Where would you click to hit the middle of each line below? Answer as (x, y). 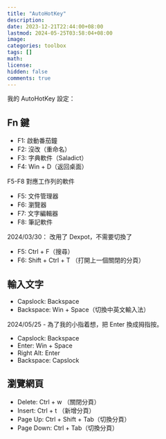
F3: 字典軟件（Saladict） (52, 158)
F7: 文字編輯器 (38, 214)
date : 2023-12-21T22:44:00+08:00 (55, 26)
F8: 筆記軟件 (35, 222)
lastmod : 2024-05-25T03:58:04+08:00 (60, 33)
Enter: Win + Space (45, 345)
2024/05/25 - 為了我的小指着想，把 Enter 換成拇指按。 (85, 324)
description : (26, 20)
